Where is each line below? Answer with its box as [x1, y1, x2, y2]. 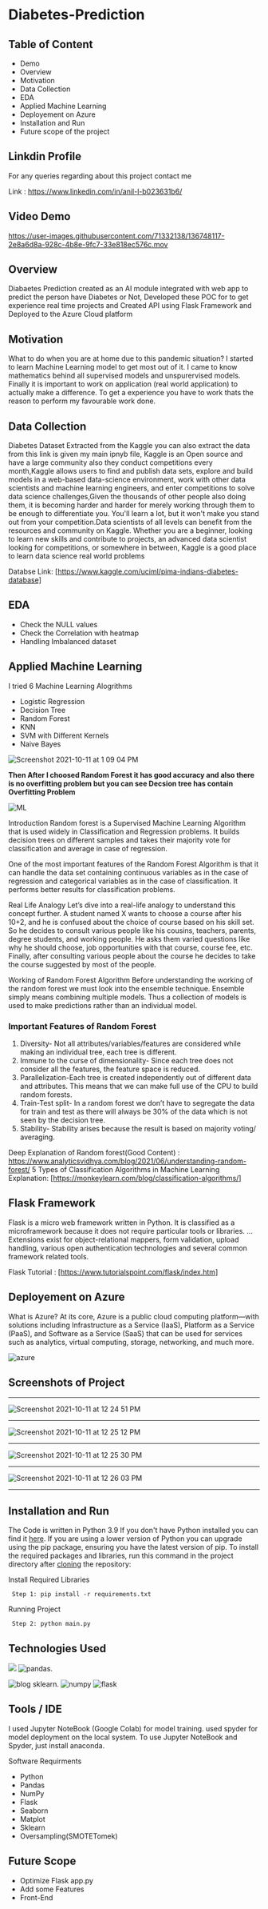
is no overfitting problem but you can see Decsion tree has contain [8, 778, 234, 788]
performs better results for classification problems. [8, 884, 175, 894]
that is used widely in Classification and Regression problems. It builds [8, 826, 240, 836]
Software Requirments [8, 1756, 82, 1766]
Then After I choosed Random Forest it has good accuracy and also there [8, 770, 255, 779]
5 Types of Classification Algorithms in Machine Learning [31, 1164, 220, 1174]
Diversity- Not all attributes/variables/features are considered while [19, 1039, 242, 1048]
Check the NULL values [19, 619, 98, 629]
